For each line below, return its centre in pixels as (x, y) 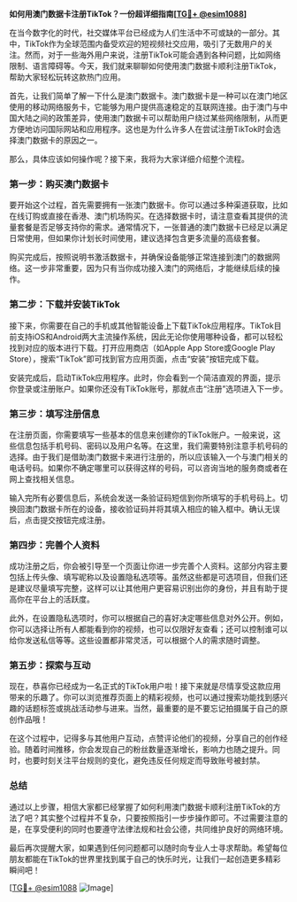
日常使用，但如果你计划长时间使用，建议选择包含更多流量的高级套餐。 (137, 238)
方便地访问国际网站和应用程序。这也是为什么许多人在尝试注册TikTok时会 (141, 129)
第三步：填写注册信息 (54, 414)
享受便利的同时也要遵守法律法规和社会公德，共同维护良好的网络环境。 (160, 828)
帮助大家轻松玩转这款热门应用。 (67, 77)
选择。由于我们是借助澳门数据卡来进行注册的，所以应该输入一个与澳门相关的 (148, 456)
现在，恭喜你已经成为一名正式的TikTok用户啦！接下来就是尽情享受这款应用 (145, 687)
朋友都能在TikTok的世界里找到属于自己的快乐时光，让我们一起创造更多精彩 (145, 859)
